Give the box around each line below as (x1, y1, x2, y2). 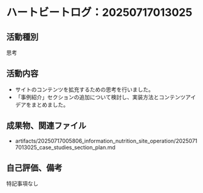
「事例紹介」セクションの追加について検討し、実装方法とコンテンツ (15, 93, 186, 100)
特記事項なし (6, 180, 38, 188)
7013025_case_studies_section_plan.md (15, 144, 115, 151)
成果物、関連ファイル (6, 121, 86, 131)
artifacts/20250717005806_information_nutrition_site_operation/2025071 (15, 137, 198, 144)
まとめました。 (31, 101, 69, 108)
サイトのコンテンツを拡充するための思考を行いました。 (15, 86, 154, 93)
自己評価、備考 (6, 163, 63, 174)
